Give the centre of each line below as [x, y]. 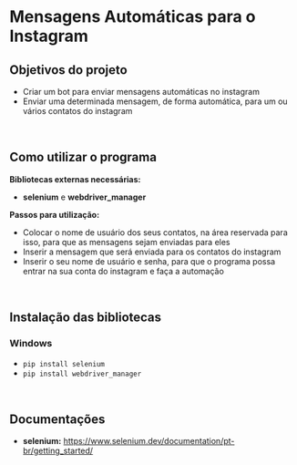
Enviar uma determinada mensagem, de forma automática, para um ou [155, 101]
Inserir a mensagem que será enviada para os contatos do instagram [152, 252]
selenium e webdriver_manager [84, 197]
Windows [31, 344]
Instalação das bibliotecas [86, 318]
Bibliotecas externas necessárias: [75, 179]
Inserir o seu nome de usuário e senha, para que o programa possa [149, 261]
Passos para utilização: [55, 214]
